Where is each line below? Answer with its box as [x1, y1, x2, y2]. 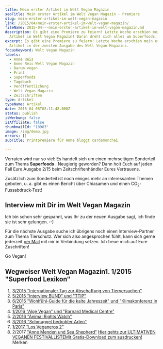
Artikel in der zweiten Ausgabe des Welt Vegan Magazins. [9, 43, 130, 48]
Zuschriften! [5, 244, 30, 250]
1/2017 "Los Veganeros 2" [12, 324, 64, 330]
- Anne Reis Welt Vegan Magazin [9, 61, 75, 66]
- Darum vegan [9, 66, 38, 71]
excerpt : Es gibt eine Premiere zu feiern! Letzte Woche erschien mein [5, 39, 153, 44]
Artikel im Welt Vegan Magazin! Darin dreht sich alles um [9, 34, 131, 39]
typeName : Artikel [5, 102, 42, 107]
